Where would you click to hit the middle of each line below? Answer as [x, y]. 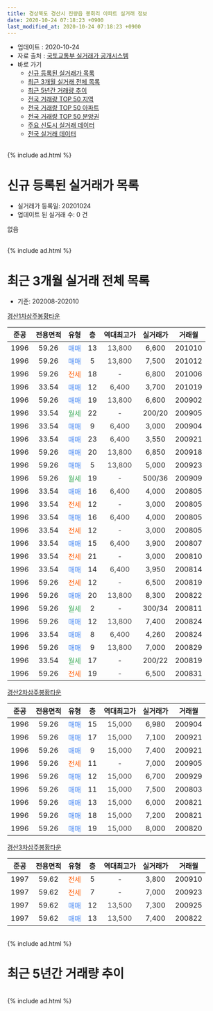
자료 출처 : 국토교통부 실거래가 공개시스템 [73, 56]
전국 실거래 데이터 [52, 134]
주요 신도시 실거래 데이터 [61, 125]
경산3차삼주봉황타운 [34, 847]
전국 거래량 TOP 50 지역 [60, 99]
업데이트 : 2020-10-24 [48, 47]
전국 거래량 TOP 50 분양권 [63, 117]
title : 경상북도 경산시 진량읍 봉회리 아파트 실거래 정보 [77, 14]
